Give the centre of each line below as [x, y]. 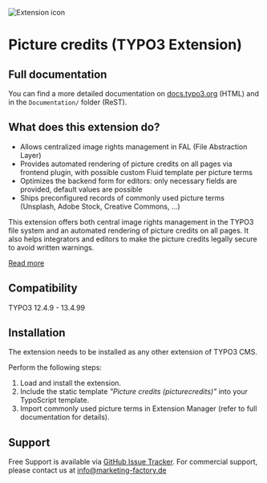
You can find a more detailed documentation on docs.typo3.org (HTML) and [133, 93]
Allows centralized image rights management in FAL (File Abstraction [133, 146]
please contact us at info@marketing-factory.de [87, 470]
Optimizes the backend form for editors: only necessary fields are [128, 181]
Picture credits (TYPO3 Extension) [125, 45]
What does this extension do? [84, 127]
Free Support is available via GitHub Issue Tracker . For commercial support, [133, 462]
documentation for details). [65, 417]
